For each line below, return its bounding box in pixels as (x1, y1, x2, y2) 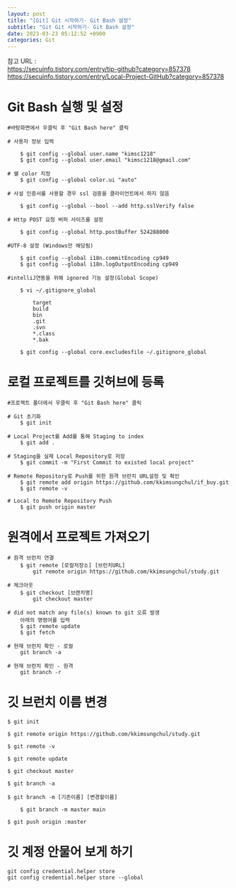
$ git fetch (20, 629, 55, 636)
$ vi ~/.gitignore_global (20, 287, 97, 294)
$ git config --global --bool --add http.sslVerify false (20, 203, 194, 210)
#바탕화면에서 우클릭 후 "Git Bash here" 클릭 (7, 124, 129, 131)
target (33, 300, 52, 307)
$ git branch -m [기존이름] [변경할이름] (7, 793, 118, 800)
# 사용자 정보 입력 (7, 138, 54, 146)
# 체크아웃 (7, 581, 34, 588)
